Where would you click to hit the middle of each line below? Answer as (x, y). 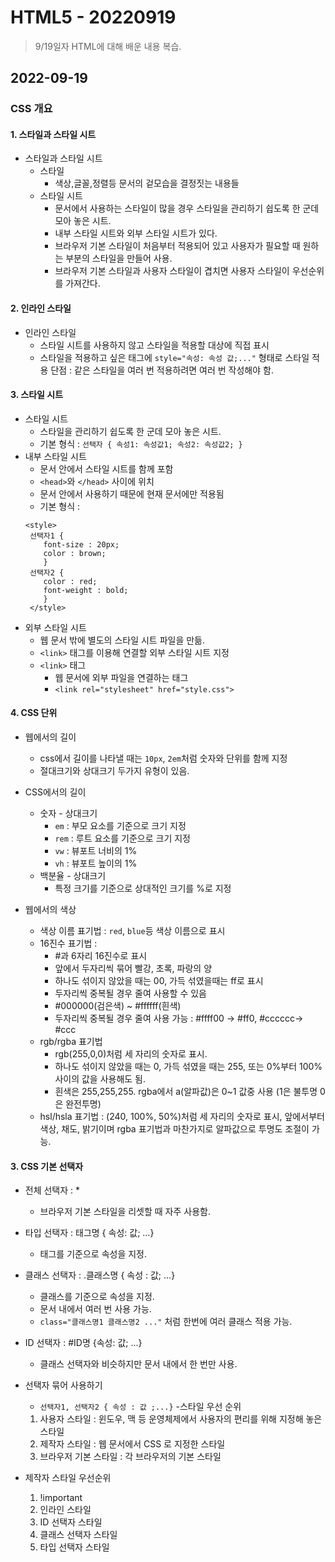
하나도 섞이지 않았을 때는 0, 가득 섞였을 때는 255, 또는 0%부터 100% (188, 1067)
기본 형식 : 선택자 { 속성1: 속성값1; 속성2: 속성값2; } (141, 443)
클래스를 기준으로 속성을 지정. (97, 1297)
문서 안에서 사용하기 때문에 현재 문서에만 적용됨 (132, 493)
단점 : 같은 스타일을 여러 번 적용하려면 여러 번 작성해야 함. (162, 370)
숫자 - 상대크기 (68, 813)
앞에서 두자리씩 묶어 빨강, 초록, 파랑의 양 (133, 968)
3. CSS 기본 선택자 (47, 1166)
